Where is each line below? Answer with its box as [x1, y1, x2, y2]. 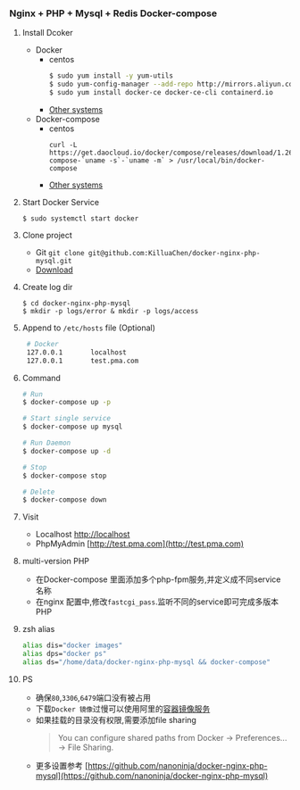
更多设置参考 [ [35, 760, 88, 770]
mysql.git [35, 256, 73, 265]
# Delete [21, 487, 55, 496]
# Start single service [21, 414, 112, 423]
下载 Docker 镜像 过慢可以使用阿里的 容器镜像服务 [35, 703, 211, 714]
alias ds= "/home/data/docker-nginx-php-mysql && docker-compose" [21, 658, 271, 667]
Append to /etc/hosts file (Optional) [21, 322, 156, 333]
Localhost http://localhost [35, 529, 130, 540]
